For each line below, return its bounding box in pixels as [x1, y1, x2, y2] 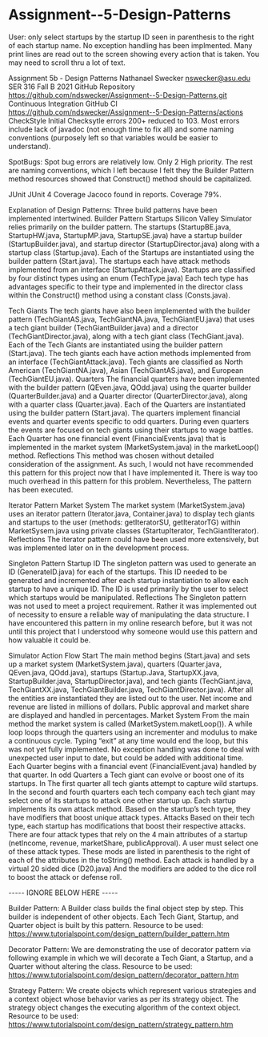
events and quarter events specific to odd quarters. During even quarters [8, 416, 250, 426]
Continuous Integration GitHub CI [8, 99, 118, 108]
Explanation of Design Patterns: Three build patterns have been [8, 205, 218, 214]
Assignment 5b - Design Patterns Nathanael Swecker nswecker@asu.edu [8, 73, 250, 83]
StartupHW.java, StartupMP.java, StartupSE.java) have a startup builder [8, 230, 242, 240]
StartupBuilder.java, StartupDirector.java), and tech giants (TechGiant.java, [8, 676, 254, 686]
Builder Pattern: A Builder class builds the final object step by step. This [8, 903, 244, 913]
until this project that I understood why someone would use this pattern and [8, 626, 258, 636]
